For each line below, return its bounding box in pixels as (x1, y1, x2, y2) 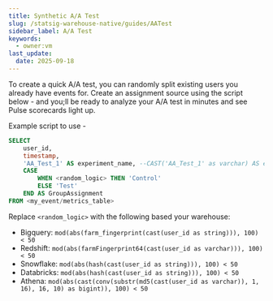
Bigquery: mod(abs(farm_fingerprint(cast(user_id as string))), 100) (19, 227, 259, 237)
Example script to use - (8, 121, 87, 131)
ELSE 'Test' (37, 182, 79, 191)
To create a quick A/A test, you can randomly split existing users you (8, 79, 238, 89)
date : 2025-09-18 (15, 58, 75, 66)
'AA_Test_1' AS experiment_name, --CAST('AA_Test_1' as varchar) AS (23, 159, 260, 167)
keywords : (8, 34, 42, 43)
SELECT (8, 136, 31, 144)
